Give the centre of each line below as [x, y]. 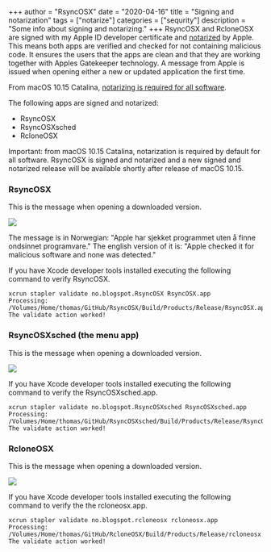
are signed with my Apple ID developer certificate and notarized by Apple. [131, 37]
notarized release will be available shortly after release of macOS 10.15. [126, 168]
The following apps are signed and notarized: [83, 103]
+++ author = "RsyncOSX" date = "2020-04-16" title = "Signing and [121, 12]
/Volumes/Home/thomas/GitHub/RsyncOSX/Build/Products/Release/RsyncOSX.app [138, 308]
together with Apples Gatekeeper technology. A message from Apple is [127, 63]
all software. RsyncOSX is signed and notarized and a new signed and [125, 160]
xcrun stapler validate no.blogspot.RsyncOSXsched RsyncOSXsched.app [128, 407]
